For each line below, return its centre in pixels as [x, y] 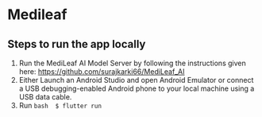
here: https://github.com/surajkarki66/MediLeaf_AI [102, 72]
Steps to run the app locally [77, 44]
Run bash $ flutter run [60, 105]
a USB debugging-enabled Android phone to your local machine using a [137, 88]
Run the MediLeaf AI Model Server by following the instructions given [133, 63]
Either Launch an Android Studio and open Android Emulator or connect [136, 80]
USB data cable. [45, 97]
